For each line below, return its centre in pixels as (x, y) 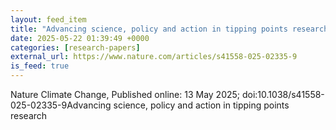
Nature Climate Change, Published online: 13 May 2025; (125, 94)
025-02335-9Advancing (61, 105)
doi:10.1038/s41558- (283, 94)
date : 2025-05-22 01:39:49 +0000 (80, 38)
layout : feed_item (48, 19)
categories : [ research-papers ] (75, 47)
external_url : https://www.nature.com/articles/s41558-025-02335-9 (154, 57)
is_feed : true (40, 66)
